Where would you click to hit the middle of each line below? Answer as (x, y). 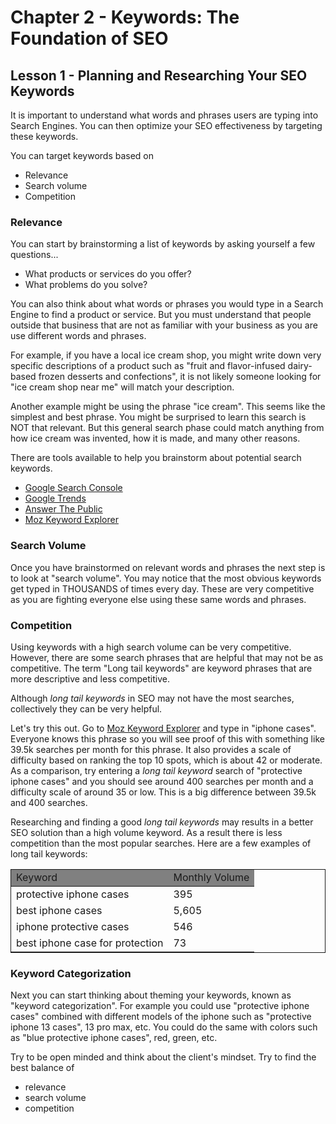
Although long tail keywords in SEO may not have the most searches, (152, 698)
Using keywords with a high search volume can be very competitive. (151, 647)
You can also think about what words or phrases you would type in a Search (167, 304)
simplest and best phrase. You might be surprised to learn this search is (158, 417)
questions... (34, 255)
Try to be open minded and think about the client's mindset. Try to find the (163, 1057)
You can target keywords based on (82, 155)
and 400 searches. (49, 802)
